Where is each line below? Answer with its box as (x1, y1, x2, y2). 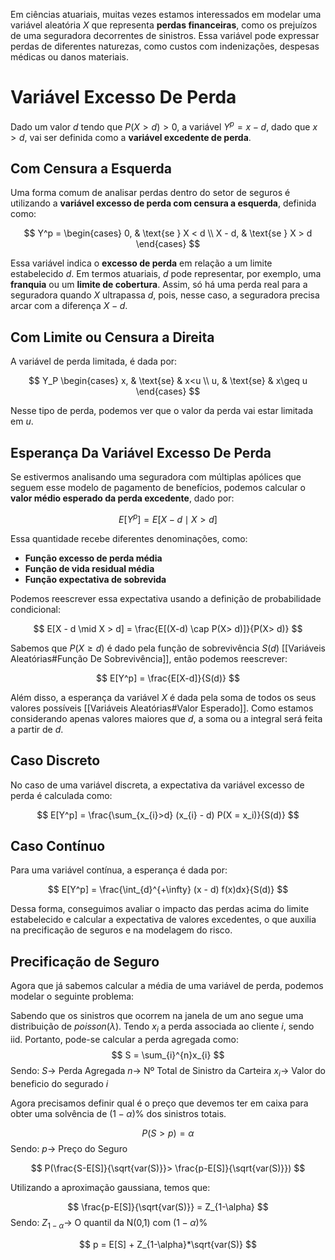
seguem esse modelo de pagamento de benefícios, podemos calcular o (10, 482, 306, 494)
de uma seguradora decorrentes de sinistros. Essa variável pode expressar (10, 30, 320, 41)
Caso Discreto (10, 752, 101, 769)
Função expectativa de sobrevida (24, 573, 167, 585)
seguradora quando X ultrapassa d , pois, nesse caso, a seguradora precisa (10, 289, 320, 301)
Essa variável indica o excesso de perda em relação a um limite (10, 257, 273, 269)
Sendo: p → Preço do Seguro (10, 1142, 128, 1154)
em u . (10, 415, 34, 428)
